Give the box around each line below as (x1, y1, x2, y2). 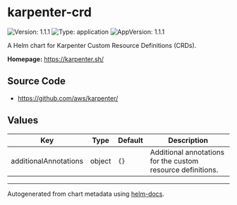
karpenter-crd (7, 4, 92, 20)
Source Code (7, 75, 66, 87)
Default (117, 135, 143, 145)
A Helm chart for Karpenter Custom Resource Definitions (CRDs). (7, 41, 197, 49)
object (90, 156, 111, 166)
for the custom (150, 156, 199, 166)
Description (168, 135, 209, 145)
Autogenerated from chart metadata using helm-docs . (7, 190, 164, 198)
